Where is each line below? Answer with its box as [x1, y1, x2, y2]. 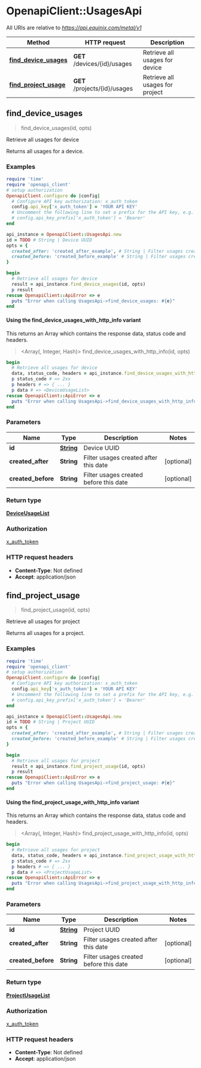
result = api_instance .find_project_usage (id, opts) [11, 763, 146, 769]
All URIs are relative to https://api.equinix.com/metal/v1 [6, 24, 142, 31]
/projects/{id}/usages [73, 84, 133, 92]
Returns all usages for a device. [6, 147, 84, 155]
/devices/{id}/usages [73, 59, 132, 68]
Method [26, 38, 50, 46]
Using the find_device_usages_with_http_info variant [6, 316, 141, 323]
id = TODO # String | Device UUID [6, 237, 93, 243]
